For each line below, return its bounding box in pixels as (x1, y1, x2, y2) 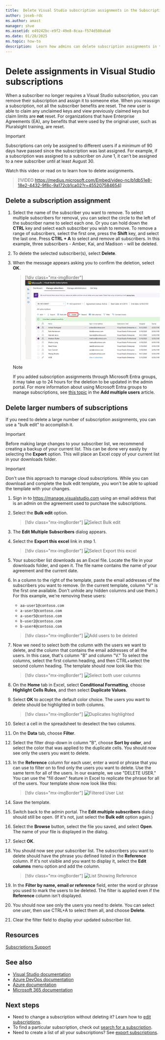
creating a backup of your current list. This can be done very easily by (5, 446, 147, 452)
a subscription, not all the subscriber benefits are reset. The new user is (5, 103, 151, 109)
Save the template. (12, 800, 51, 805)
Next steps (5, 1001, 40, 1010)
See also (5, 958, 32, 967)
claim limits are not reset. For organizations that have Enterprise (5, 113, 135, 119)
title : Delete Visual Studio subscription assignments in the (5, 8, 138, 13)
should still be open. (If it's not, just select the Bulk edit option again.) (12, 814, 153, 820)
